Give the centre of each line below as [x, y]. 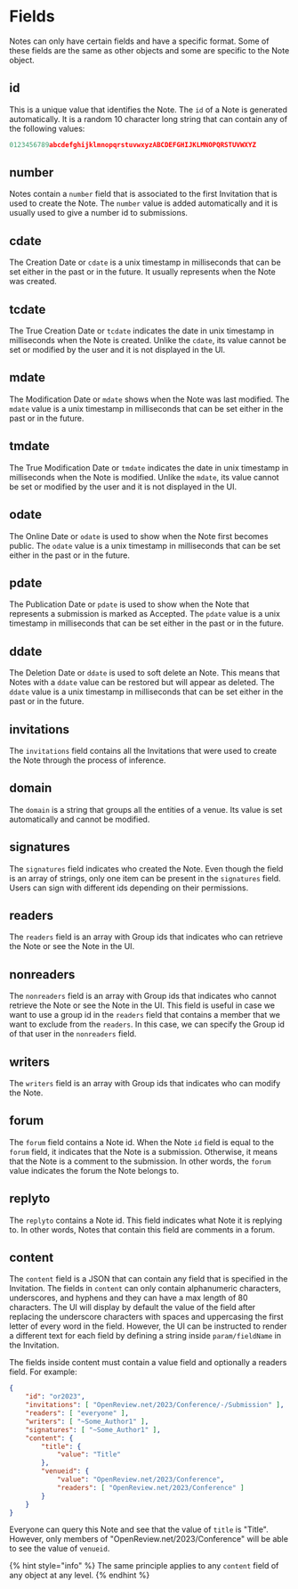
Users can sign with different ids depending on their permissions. [129, 888]
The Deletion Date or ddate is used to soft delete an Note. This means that [145, 673]
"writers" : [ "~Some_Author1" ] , [87, 1421]
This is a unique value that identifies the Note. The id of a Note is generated [148, 110]
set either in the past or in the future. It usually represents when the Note [142, 272]
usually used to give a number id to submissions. [99, 213]
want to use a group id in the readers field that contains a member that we [145, 1015]
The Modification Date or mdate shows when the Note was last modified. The [149, 399]
